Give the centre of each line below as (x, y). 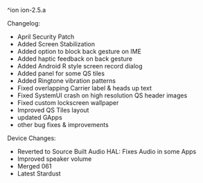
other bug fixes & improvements (63, 125)
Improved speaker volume (54, 159)
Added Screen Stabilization (56, 44)
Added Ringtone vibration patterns (67, 81)
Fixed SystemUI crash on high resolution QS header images (102, 95)
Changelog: (24, 23)
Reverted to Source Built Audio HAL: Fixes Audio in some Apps (107, 152)
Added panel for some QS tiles (61, 73)
